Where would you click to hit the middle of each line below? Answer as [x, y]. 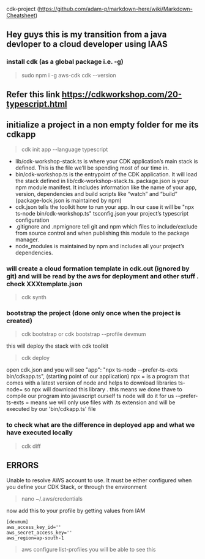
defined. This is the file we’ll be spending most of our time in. [92, 168]
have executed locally [40, 432]
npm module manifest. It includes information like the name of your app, [106, 187]
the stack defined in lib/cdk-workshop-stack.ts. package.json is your [102, 181]
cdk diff [31, 446]
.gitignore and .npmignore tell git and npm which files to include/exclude [106, 226]
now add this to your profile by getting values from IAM [76, 510]
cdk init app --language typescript [65, 149]
